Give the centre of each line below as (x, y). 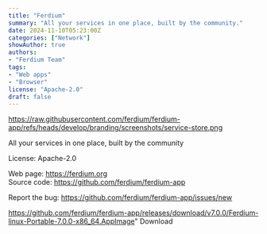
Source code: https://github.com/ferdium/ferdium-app (97, 182)
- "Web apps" (30, 75)
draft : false (30, 97)
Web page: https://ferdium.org (58, 174)
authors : (23, 52)
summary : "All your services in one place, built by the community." (126, 23)
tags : (17, 67)
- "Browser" (28, 82)
